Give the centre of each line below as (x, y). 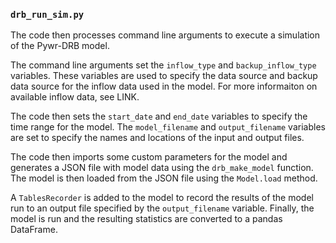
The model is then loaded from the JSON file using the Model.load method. (164, 178)
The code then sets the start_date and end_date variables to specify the (159, 116)
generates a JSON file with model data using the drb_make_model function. (162, 168)
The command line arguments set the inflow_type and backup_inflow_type (163, 65)
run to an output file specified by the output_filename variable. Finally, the (162, 208)
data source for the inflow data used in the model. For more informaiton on (164, 86)
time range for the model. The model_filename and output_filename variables (168, 127)
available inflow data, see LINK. (75, 97)
